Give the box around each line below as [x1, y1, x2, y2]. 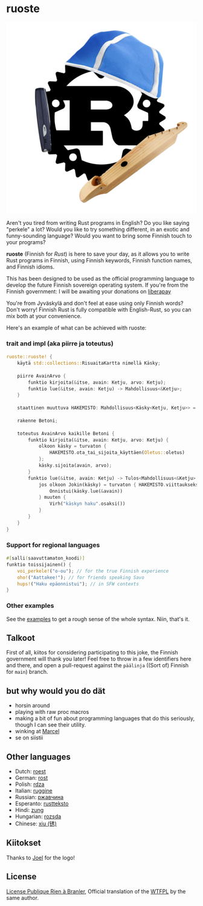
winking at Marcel [14, 728, 60, 735]
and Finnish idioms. [6, 263, 55, 270]
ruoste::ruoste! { [6, 354, 53, 360]
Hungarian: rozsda [14, 813, 62, 820]
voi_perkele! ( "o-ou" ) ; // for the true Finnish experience [17, 568, 169, 574]
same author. [6, 894, 39, 901]
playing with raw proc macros [14, 708, 89, 716]
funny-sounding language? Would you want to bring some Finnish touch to [6, 232, 192, 239]
